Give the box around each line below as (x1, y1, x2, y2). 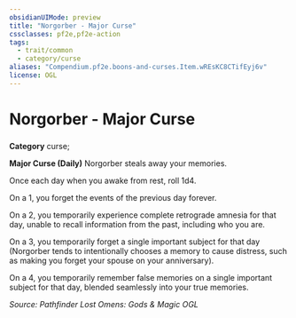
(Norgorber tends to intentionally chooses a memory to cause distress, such (9, 245, 288, 256)
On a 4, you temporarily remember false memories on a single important (9, 272, 273, 282)
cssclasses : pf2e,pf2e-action (9, 29, 121, 38)
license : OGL (9, 71, 58, 80)
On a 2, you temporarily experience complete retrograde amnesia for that (9, 210, 277, 220)
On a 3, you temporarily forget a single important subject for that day (9, 236, 261, 247)
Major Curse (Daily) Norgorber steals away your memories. (9, 157, 228, 169)
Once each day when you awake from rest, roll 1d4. (9, 175, 197, 186)
